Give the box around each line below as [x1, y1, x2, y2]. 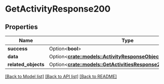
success [7, 45, 28, 52]
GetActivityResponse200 [5, 3, 111, 15]
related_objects [7, 61, 45, 67]
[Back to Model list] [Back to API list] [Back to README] [5, 74, 117, 79]
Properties [5, 23, 38, 31]
